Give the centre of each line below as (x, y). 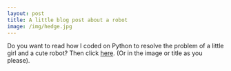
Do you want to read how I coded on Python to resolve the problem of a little (115, 46)
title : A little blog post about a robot (68, 20)
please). (19, 61)
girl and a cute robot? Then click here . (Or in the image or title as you (105, 53)
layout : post (26, 13)
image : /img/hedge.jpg (40, 26)
